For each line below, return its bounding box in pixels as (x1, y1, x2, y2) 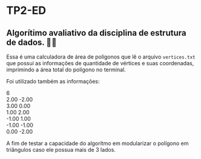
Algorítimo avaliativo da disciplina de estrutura (6, 28, 186, 38)
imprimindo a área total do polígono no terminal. (6, 66, 126, 73)
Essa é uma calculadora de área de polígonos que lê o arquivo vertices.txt (6, 53, 196, 60)
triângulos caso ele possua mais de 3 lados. (6, 146, 116, 153)
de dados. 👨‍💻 (6, 37, 57, 47)
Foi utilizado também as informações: (6, 78, 100, 85)
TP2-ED (6, 4, 47, 18)
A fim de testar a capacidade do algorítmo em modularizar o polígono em (6, 140, 189, 147)
